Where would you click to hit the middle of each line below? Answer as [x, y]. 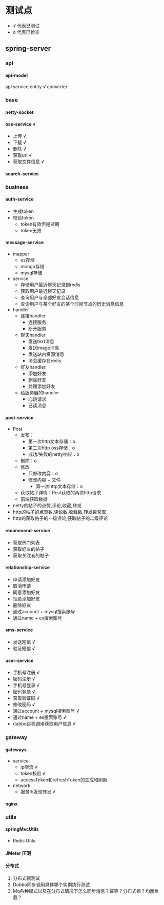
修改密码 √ [24, 705]
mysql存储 [31, 273]
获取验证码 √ [26, 698]
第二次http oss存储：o [52, 448]
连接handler [33, 316]
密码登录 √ [24, 692]
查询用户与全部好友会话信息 [50, 297]
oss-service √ [20, 124]
